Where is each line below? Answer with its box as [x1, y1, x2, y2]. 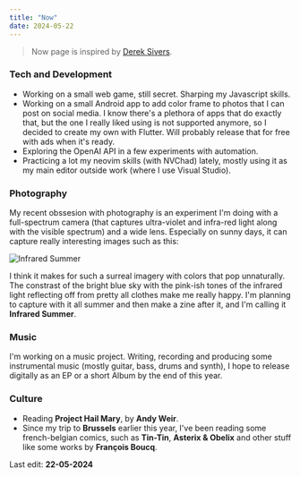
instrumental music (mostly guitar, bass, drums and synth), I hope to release [9, 361, 290, 371]
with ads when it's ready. [21, 136, 115, 147]
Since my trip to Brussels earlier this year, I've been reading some [21, 422, 267, 433]
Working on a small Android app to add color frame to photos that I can [21, 98, 285, 108]
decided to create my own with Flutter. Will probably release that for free [21, 126, 291, 137]
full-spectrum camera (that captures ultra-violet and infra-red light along [9, 217, 278, 228]
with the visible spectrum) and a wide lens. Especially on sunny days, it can [9, 226, 287, 237]
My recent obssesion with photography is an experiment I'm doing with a [9, 208, 279, 218]
